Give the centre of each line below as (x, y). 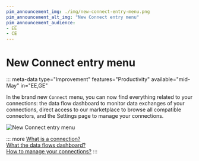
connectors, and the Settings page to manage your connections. (85, 116)
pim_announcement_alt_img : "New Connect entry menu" (73, 17)
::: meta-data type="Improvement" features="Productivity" (78, 79)
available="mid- (171, 79)
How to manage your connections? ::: (52, 152)
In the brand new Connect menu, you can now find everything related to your (99, 97)
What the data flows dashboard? (46, 145)
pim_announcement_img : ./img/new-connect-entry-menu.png (78, 12)
